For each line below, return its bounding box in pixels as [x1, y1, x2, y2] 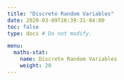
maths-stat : [13, 49, 49, 56]
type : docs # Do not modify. [7, 29, 92, 37]
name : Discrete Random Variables [20, 55, 118, 63]
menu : [7, 43, 23, 50]
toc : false [7, 23, 39, 30]
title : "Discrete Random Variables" [7, 10, 114, 18]
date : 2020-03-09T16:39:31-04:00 [7, 17, 105, 24]
